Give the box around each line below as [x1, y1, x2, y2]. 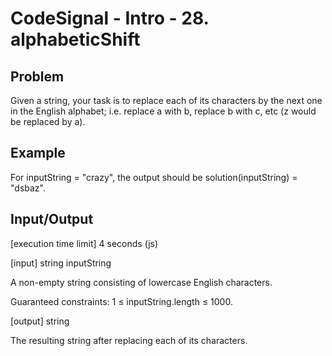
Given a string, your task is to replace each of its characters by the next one [10, 95, 323, 106]
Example [10, 145, 66, 162]
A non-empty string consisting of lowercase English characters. [10, 276, 273, 288]
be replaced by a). [10, 116, 86, 127]
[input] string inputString [10, 257, 112, 269]
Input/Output [10, 211, 94, 228]
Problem [10, 68, 65, 85]
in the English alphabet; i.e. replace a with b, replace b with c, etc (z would [10, 105, 317, 117]
